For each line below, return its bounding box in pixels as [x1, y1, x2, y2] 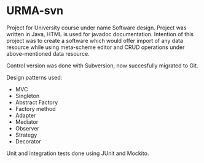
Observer [15, 124, 40, 132]
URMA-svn [6, 4, 63, 18]
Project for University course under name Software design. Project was [6, 24, 187, 31]
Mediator [15, 118, 39, 126]
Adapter [15, 112, 36, 119]
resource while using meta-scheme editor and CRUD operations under [6, 44, 185, 51]
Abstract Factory [15, 99, 58, 106]
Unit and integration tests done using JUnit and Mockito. [6, 150, 149, 157]
